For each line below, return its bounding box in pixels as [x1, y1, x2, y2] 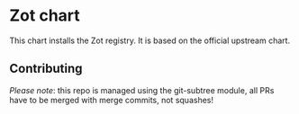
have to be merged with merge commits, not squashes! [9, 94, 214, 105]
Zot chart [9, 5, 81, 26]
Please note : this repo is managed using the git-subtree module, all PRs [9, 84, 275, 95]
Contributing [9, 61, 83, 76]
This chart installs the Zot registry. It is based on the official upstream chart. [9, 35, 291, 46]
